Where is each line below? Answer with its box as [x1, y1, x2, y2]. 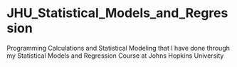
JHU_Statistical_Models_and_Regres [6, 5, 228, 21]
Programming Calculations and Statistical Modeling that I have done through [6, 43, 231, 52]
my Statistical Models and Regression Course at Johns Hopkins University [6, 51, 224, 60]
